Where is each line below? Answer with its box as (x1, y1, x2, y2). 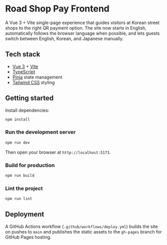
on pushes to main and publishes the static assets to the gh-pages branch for (5, 228, 162, 234)
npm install (5, 117, 30, 122)
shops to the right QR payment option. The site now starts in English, (5, 25, 146, 31)
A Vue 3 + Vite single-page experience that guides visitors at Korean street (5, 20, 160, 26)
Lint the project (5, 185, 43, 192)
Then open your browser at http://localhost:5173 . (5, 149, 111, 155)
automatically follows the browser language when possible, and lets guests (5, 30, 160, 36)
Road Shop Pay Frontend (5, 3, 110, 15)
